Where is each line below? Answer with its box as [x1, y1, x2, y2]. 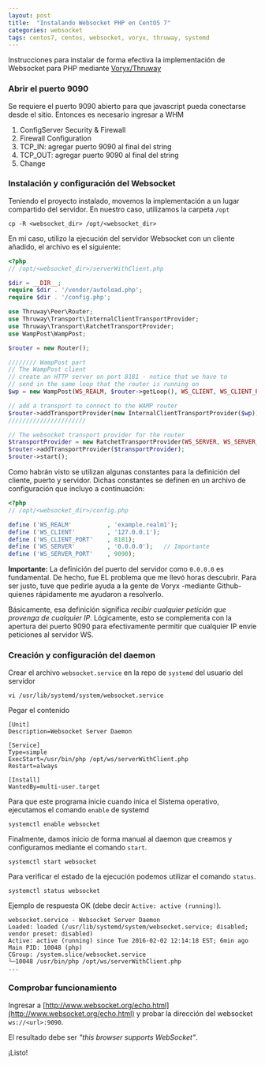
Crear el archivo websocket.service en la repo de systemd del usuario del [8, 668, 243, 677]
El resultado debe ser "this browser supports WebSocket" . [8, 1032, 198, 1042]
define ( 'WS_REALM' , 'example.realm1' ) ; [8, 520, 178, 529]
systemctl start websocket [8, 857, 97, 865]
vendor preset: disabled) [8, 929, 93, 938]
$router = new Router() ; [8, 344, 90, 352]
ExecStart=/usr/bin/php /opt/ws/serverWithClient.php [8, 755, 189, 763]
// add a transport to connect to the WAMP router [8, 402, 178, 410]
